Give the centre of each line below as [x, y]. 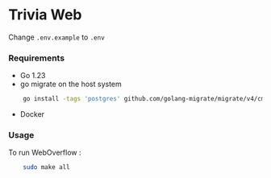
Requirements [37, 58]
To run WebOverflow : [45, 153]
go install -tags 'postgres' [72, 99]
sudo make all [46, 168]
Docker [32, 114]
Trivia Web [45, 15]
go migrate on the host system [71, 84]
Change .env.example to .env [56, 37]
